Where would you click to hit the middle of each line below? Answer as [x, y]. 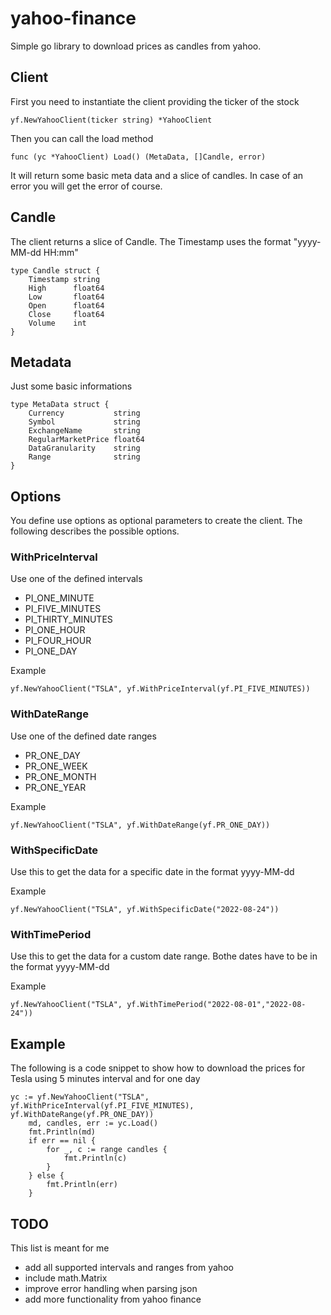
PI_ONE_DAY [51, 651]
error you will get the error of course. [86, 186]
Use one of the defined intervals [76, 579]
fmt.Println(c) [95, 1158]
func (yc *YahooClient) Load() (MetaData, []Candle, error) [138, 157]
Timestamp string [64, 279]
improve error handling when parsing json [111, 1288]
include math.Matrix [66, 1278]
